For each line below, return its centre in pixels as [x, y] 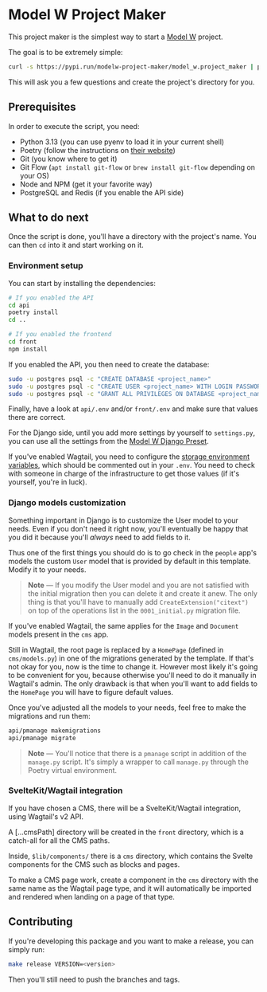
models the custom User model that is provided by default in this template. [130, 561]
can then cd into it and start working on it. [76, 245]
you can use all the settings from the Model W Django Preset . [108, 441]
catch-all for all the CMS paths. [59, 840]
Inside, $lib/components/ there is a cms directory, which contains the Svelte [131, 856]
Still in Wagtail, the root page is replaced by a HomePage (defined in [116, 649]
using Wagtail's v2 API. [46, 816]
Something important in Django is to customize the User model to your [123, 520]
